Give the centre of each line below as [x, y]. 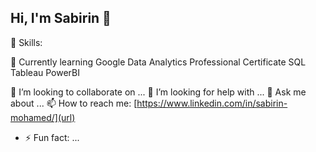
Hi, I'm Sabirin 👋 [61, 18]
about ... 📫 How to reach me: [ [74, 103]
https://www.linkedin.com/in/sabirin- [212, 103]
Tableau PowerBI [45, 72]
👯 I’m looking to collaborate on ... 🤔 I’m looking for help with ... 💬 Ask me [158, 92]
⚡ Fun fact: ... [52, 137]
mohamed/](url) [43, 117]
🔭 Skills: [26, 42]
